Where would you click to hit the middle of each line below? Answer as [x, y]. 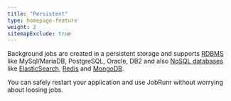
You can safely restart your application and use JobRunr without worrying [116, 83]
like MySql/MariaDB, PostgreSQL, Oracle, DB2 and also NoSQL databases [116, 61]
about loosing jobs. [36, 90]
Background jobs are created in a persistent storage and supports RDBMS [116, 54]
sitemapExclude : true [39, 34]
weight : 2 [22, 27]
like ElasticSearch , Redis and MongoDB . [66, 69]
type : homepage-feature [43, 20]
